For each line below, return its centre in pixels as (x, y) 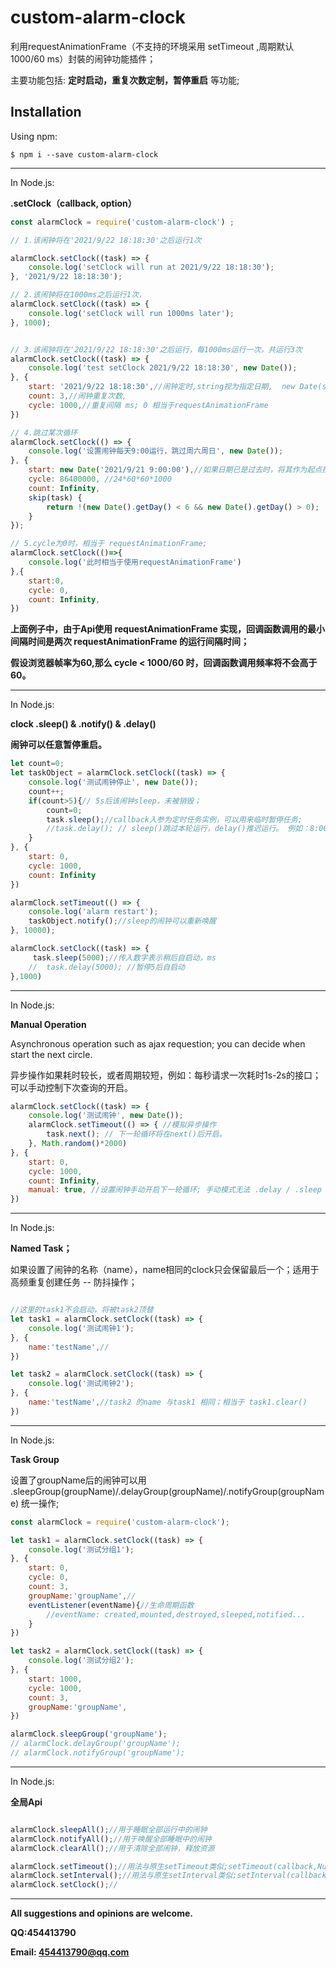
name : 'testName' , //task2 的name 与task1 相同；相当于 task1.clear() (168, 1402)
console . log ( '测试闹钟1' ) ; (81, 1328)
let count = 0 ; (37, 764)
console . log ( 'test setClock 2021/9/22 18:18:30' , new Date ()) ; (163, 368)
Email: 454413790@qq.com (70, 1952)
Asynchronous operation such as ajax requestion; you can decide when (158, 1043)
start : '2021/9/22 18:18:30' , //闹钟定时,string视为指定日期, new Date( (175, 387)
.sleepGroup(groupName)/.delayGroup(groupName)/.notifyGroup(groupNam (167, 1491)
